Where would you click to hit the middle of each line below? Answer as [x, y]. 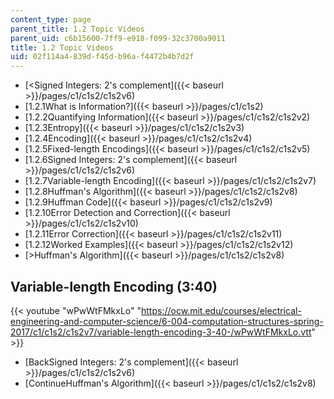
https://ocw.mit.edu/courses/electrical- [221, 310]
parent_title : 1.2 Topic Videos [77, 29]
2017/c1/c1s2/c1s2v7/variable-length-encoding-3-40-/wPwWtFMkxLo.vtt [161, 332]
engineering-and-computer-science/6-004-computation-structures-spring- [167, 321]
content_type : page [51, 19]
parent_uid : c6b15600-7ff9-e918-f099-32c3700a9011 [118, 38]
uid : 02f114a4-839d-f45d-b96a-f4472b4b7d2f [102, 57]
